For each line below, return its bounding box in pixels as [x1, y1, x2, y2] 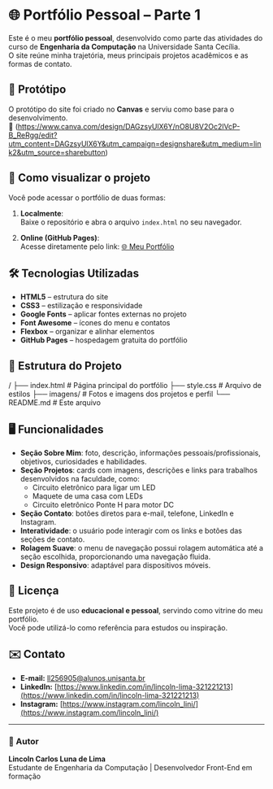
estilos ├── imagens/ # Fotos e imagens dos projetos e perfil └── [8, 389, 231, 399]
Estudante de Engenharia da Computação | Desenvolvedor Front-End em [8, 762, 253, 772]
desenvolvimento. [8, 112, 68, 123]
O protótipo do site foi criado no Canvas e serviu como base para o [8, 104, 235, 114]
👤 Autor [8, 735, 39, 747]
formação [8, 771, 41, 781]
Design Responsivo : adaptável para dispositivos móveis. [19, 560, 211, 570]
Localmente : [19, 208, 63, 218]
